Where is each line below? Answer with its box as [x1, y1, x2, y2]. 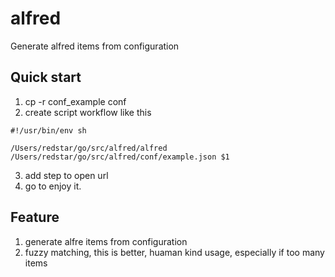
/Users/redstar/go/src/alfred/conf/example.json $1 [10, 152, 230, 162]
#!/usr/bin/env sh [10, 125, 87, 136]
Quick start [10, 69, 82, 86]
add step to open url [24, 169, 109, 181]
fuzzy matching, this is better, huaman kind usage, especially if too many [24, 246, 325, 258]
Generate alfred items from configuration [10, 40, 180, 52]
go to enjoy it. [24, 180, 82, 192]
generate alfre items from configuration [24, 235, 188, 247]
